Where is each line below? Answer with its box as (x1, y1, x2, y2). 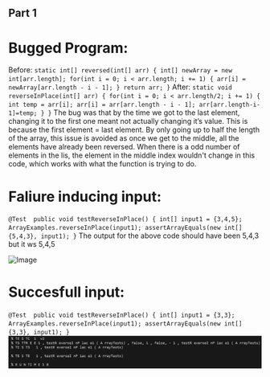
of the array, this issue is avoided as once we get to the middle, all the (8, 133, 239, 143)
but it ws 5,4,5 (8, 240, 55, 249)
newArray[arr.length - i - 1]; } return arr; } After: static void (8, 82, 233, 92)
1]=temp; (8, 109, 38, 117)
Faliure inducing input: (8, 187, 162, 206)
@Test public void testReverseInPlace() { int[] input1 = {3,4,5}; (8, 215, 243, 223)
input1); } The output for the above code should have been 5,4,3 (40, 231, 260, 240)
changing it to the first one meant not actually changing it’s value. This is (8, 117, 248, 126)
